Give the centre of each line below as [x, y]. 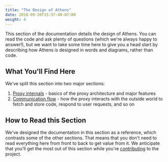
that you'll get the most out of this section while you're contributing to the [82, 149]
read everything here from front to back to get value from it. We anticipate [82, 143]
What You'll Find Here [40, 71]
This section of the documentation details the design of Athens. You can [81, 34]
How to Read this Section [46, 120]
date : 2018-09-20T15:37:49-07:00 [41, 15]
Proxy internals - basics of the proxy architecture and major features [84, 93]
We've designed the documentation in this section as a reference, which [81, 132]
